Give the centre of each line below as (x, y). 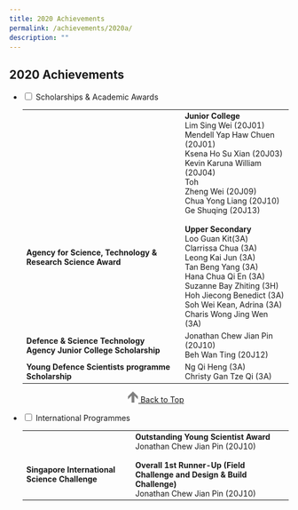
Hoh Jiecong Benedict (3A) (235, 295)
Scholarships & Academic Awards (97, 97)
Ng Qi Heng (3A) (216, 367)
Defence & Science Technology (86, 340)
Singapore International (71, 470)
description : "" (39, 37)
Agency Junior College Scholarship (93, 350)
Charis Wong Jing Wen (227, 314)
